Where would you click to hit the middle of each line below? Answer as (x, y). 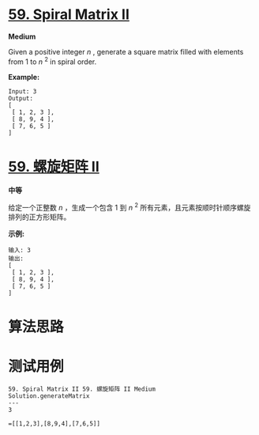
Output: (21, 98)
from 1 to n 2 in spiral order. (53, 61)
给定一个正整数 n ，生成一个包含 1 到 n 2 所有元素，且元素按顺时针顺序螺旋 (129, 206)
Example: (24, 77)
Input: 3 (23, 91)
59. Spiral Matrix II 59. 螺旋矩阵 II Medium (82, 389)
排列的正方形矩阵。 (39, 217)
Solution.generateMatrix (49, 396)
